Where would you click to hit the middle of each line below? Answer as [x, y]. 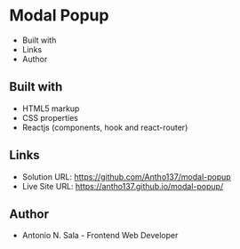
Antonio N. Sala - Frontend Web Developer [100, 236]
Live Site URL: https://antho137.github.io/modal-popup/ [123, 186]
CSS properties [50, 117]
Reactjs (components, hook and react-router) [105, 127]
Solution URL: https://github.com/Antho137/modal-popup [126, 177]
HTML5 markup [51, 108]
